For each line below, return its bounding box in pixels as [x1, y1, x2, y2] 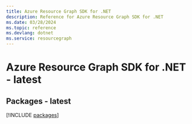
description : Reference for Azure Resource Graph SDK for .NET [6, 14, 164, 20]
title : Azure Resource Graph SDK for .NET [6, 8, 111, 15]
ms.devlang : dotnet [6, 30, 54, 36]
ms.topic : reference [6, 24, 57, 31]
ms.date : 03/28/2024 [6, 19, 57, 25]
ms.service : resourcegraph [6, 36, 72, 41]
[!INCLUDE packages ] [6, 112, 59, 118]
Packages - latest [6, 96, 71, 106]
